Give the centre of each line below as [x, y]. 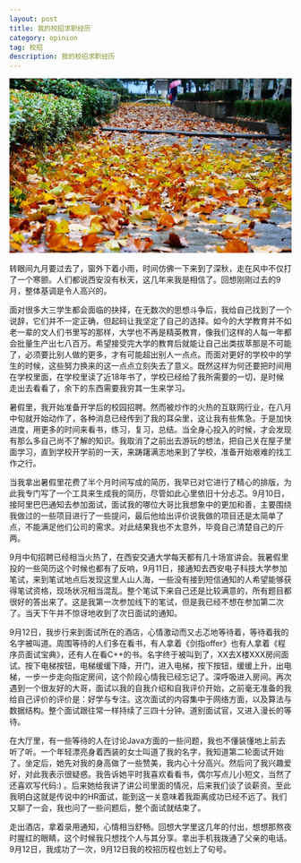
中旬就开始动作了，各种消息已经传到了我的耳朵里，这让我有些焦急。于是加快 [150, 418]
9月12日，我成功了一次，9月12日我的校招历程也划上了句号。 [120, 849]
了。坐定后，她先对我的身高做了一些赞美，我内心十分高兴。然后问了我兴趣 [146, 763]
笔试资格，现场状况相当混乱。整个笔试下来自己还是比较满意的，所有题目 [150, 590]
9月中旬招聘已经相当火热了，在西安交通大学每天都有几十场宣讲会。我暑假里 [149, 557]
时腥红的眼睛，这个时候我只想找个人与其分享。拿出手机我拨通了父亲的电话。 [150, 838]
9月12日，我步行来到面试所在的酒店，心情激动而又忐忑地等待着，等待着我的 [149, 632]
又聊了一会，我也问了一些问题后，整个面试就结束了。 [107, 807]
